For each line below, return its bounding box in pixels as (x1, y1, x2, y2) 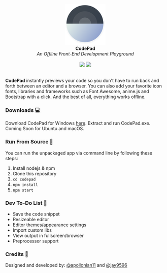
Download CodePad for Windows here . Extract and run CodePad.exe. (5, 120, 151, 126)
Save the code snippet (12, 210, 60, 217)
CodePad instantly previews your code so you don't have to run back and (5, 78, 159, 83)
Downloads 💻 (5, 106, 41, 113)
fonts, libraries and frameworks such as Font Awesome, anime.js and (5, 88, 149, 94)
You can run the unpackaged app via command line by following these (5, 149, 153, 156)
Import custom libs (12, 227, 52, 233)
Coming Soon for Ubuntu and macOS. (5, 126, 85, 132)
